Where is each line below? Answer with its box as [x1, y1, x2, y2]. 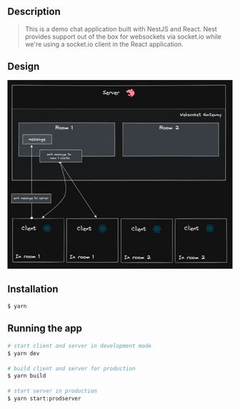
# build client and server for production [7, 365, 136, 372]
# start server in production [7, 388, 98, 395]
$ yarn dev [7, 350, 40, 357]
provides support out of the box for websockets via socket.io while [24, 32, 221, 41]
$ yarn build [7, 373, 46, 380]
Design [7, 61, 40, 73]
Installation [7, 283, 59, 295]
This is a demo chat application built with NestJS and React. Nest [24, 24, 218, 33]
